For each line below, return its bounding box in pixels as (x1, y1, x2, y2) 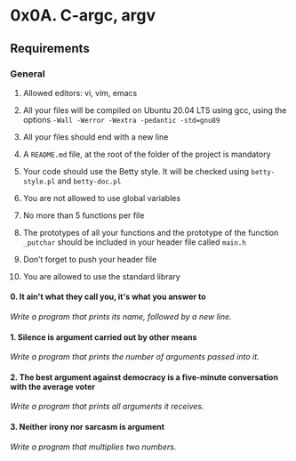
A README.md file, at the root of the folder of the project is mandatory (22, 149, 271, 159)
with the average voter (10, 381, 96, 392)
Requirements (10, 41, 90, 56)
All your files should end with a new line (22, 131, 169, 142)
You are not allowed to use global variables (22, 192, 181, 203)
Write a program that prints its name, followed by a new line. (10, 311, 232, 322)
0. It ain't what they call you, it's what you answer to (10, 291, 207, 303)
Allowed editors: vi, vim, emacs (22, 87, 138, 98)
